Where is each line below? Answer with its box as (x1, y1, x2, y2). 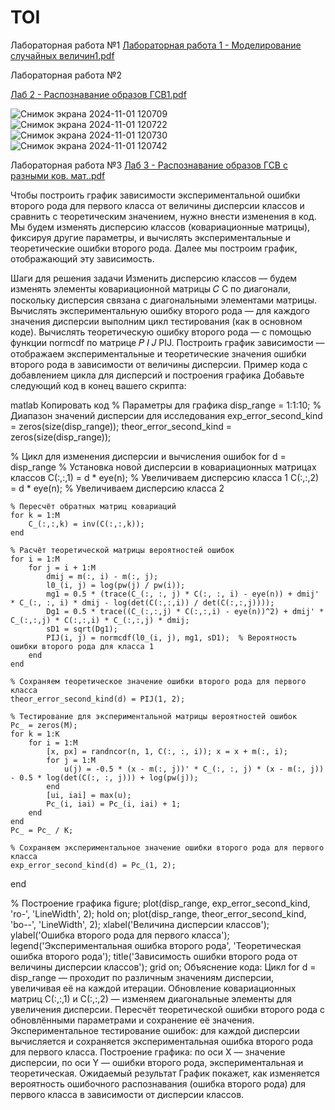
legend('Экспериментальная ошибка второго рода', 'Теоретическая (10, 939, 302, 951)
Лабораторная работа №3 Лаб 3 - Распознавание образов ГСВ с (10, 159, 288, 171)
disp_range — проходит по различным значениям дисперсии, (10, 971, 275, 983)
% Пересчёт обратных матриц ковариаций (10, 501, 177, 511)
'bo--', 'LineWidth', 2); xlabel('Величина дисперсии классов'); (10, 918, 270, 930)
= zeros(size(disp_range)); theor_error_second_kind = (10, 420, 232, 432)
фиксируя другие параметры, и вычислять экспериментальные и (10, 231, 291, 243)
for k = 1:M (10, 510, 60, 520)
